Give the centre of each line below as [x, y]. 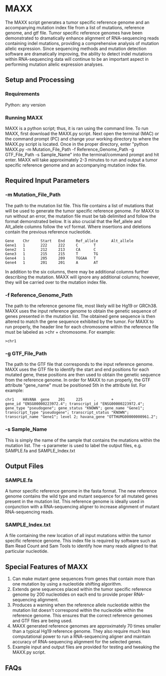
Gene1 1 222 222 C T [51, 245]
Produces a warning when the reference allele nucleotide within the [81, 605]
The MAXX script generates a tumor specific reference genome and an [77, 22]
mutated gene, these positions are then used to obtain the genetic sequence [83, 375]
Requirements [22, 94]
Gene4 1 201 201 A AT [52, 263]
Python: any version [25, 105]
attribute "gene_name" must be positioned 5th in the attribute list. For [76, 385]
